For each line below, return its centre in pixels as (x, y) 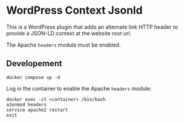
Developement (34, 64)
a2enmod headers (26, 104)
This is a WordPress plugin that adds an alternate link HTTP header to (92, 27)
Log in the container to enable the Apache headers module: (79, 88)
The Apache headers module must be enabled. (64, 45)
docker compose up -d (33, 77)
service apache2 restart (37, 110)
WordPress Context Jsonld (74, 10)
